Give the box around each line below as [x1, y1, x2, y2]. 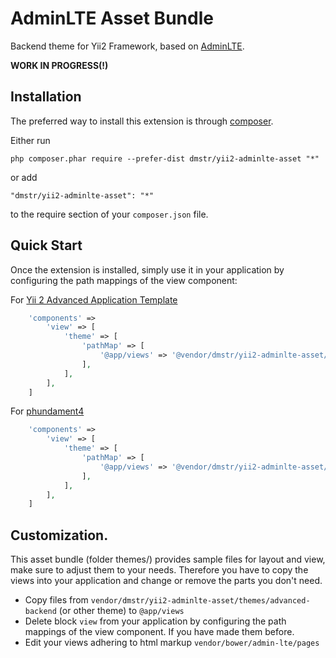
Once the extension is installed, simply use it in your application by [10, 263, 285, 276]
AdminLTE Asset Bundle [10, 7, 214, 30]
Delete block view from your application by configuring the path [24, 615, 287, 627]
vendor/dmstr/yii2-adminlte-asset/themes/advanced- [90, 596, 311, 606]
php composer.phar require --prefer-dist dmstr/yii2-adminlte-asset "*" [10, 153, 320, 164]
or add [10, 171, 38, 183]
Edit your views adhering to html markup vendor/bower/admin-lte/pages [24, 637, 320, 649]
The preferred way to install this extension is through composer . [10, 115, 274, 127]
